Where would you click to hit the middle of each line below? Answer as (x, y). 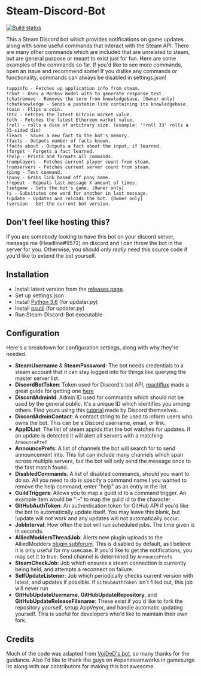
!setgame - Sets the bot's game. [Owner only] (65, 188)
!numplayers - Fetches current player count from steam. (79, 162)
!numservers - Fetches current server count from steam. (79, 167)
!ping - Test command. (34, 172)
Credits (20, 639)
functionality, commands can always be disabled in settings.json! (86, 77)
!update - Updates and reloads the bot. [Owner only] (75, 198)
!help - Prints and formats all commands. (60, 156)
